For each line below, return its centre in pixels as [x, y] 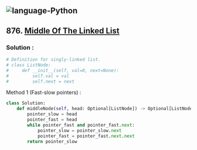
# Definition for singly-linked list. [53, 60]
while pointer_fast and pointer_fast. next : [81, 125]
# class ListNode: [28, 65]
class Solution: [26, 103]
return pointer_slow [52, 141]
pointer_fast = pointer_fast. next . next [86, 136]
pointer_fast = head [52, 120]
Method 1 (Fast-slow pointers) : [44, 93]
